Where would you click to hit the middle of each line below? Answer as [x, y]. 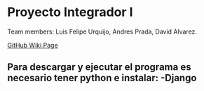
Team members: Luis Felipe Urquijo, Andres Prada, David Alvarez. [102, 31]
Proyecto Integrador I [70, 12]
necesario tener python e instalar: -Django [102, 78]
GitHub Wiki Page [33, 45]
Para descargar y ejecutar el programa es [99, 67]
